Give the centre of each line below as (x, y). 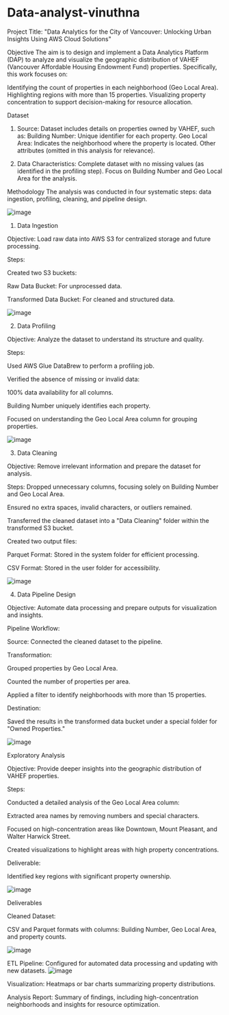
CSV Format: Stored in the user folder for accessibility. (84, 568)
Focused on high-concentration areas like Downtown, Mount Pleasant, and (112, 829)
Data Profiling (36, 326)
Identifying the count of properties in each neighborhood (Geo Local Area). (113, 87)
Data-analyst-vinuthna (73, 13)
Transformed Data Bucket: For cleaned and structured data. (91, 299)
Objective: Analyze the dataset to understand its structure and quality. (106, 339)
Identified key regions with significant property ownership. (90, 876)
